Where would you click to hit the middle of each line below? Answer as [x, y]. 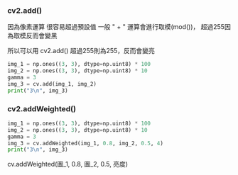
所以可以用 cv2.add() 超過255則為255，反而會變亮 [81, 51]
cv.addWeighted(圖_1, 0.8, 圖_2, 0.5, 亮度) [68, 164]
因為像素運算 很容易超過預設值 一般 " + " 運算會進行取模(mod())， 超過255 [116, 27]
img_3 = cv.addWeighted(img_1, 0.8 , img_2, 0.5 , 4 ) [85, 143]
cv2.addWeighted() [42, 108]
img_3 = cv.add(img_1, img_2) [52, 84]
